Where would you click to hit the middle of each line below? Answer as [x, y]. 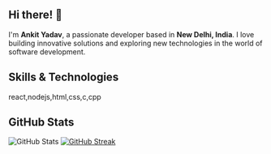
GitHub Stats [41, 122]
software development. [47, 51]
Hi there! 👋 [36, 15]
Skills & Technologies [64, 77]
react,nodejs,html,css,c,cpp [55, 96]
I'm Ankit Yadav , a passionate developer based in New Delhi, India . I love [131, 34]
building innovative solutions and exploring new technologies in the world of [135, 43]
